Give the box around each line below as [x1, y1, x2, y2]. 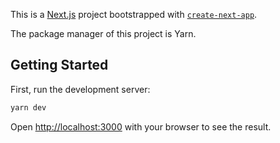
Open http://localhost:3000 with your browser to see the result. [10, 120, 272, 133]
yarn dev [10, 102, 47, 113]
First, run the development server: [10, 83, 151, 95]
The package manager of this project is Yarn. [10, 28, 197, 39]
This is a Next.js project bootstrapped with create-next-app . [10, 9, 258, 20]
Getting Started [10, 57, 109, 74]
